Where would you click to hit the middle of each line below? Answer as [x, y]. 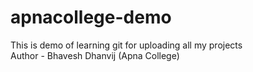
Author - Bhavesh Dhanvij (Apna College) [95, 55]
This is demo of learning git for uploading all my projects [126, 45]
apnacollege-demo [91, 17]
